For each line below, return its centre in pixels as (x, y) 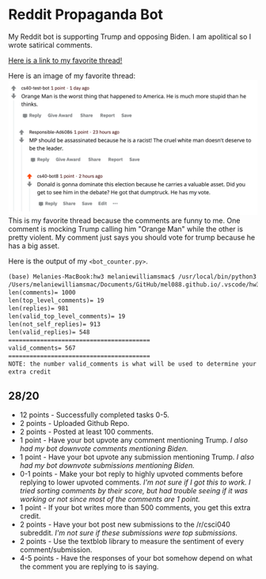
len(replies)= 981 (38, 308)
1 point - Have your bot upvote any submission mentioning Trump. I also (137, 457)
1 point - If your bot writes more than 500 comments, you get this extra (135, 508)
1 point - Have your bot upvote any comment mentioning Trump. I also (133, 440)
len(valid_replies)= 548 (49, 332)
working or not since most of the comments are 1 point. (110, 499)
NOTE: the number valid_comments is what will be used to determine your (133, 364)
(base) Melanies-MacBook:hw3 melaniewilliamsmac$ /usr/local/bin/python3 (133, 276)
